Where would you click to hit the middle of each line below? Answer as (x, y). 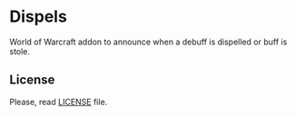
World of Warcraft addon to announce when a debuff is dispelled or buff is (148, 42)
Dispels (39, 17)
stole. (20, 51)
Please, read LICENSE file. (59, 101)
